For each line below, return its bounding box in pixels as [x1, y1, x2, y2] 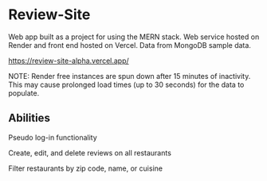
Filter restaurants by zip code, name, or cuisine [8, 163, 163, 173]
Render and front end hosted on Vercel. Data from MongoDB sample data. [8, 40, 251, 49]
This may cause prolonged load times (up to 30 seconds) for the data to [8, 80, 245, 89]
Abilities [8, 112, 50, 125]
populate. [8, 88, 40, 97]
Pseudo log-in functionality [8, 132, 97, 142]
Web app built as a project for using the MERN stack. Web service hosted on [8, 32, 260, 41]
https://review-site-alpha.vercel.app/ [8, 56, 129, 65]
